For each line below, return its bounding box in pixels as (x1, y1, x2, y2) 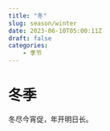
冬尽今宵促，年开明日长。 (8, 114, 93, 124)
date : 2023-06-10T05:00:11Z (8, 27, 103, 35)
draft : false (8, 34, 52, 43)
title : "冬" (8, 11, 47, 20)
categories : (8, 42, 48, 50)
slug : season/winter (8, 19, 78, 27)
